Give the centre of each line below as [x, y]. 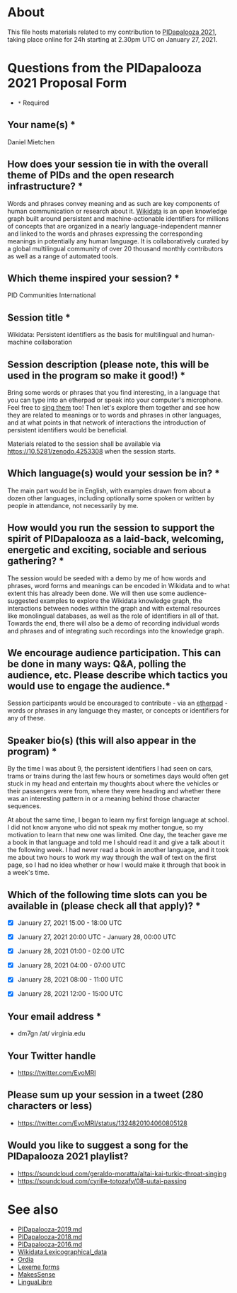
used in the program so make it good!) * [97, 375]
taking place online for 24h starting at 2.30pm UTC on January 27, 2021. [112, 39]
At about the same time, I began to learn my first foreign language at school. [118, 820]
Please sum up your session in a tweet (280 [105, 1095]
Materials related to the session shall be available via [84, 444]
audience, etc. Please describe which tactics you [118, 675]
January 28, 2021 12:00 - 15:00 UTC [70, 994]
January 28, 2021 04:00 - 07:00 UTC [71, 965]
